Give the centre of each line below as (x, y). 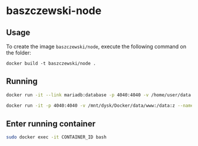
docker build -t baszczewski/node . (51, 63)
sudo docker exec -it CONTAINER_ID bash (57, 137)
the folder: (19, 53)
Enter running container (51, 123)
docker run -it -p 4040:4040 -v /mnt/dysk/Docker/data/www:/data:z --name (100, 106)
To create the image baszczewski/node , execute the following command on (96, 46)
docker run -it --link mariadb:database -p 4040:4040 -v (77, 95)
